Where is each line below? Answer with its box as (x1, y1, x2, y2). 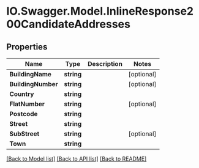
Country (9, 90, 34, 98)
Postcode (9, 110, 38, 118)
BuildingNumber (9, 80, 58, 88)
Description (88, 60, 122, 68)
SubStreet (9, 130, 40, 138)
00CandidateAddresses (6, 17, 130, 31)
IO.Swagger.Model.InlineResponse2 (6, 4, 194, 18)
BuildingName (9, 70, 52, 78)
